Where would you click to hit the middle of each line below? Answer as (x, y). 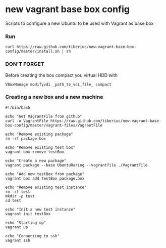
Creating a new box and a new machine (54, 97)
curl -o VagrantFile (27, 121)
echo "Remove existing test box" (40, 147)
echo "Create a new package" (36, 160)
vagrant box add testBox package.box (45, 178)
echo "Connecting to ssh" (32, 236)
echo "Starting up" (26, 223)
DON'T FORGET (25, 64)
